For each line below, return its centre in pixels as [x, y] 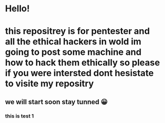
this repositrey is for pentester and [78, 31]
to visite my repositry [49, 84]
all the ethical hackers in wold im [73, 42]
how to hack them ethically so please [82, 63]
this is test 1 [19, 116]
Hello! [17, 9]
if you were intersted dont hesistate [80, 73]
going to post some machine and [73, 52]
